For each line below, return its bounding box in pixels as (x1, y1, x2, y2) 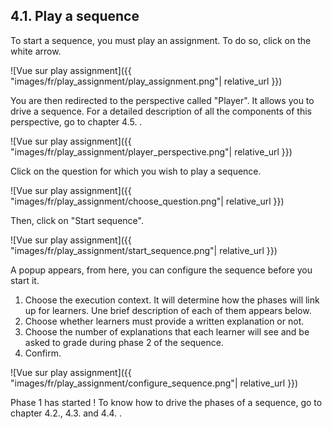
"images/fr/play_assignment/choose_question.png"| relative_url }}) (10, 195, 285, 207)
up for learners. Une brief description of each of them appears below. (24, 304, 312, 316)
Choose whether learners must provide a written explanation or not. (24, 315, 305, 327)
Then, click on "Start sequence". (10, 214, 144, 226)
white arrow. (10, 45, 62, 57)
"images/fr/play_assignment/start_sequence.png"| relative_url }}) (10, 244, 278, 256)
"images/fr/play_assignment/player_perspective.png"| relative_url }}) (10, 145, 293, 158)
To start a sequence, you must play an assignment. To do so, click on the (10, 34, 312, 46)
